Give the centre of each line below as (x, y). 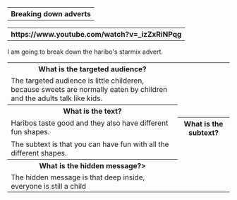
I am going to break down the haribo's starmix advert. (85, 52)
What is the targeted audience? (92, 69)
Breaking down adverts (51, 14)
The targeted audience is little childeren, (78, 81)
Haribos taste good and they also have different (90, 123)
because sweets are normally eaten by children (89, 89)
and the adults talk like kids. (57, 98)
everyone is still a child (49, 186)
